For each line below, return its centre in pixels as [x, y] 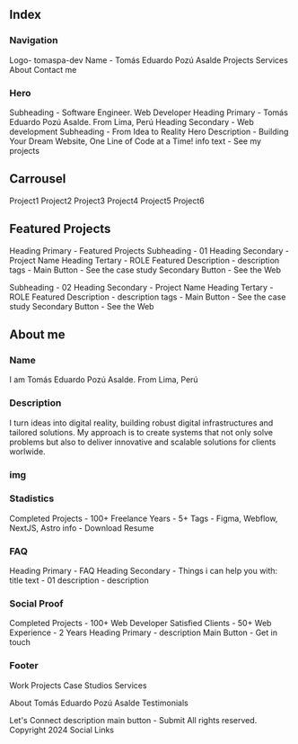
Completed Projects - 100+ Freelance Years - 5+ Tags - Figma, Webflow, [144, 518]
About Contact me [43, 69]
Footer [24, 666]
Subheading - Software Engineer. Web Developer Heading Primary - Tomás [149, 112]
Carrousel [38, 179]
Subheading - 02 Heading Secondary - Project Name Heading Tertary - [141, 287]
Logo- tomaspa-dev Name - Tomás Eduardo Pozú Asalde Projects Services [149, 60]
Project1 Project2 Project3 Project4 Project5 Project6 [107, 201]
